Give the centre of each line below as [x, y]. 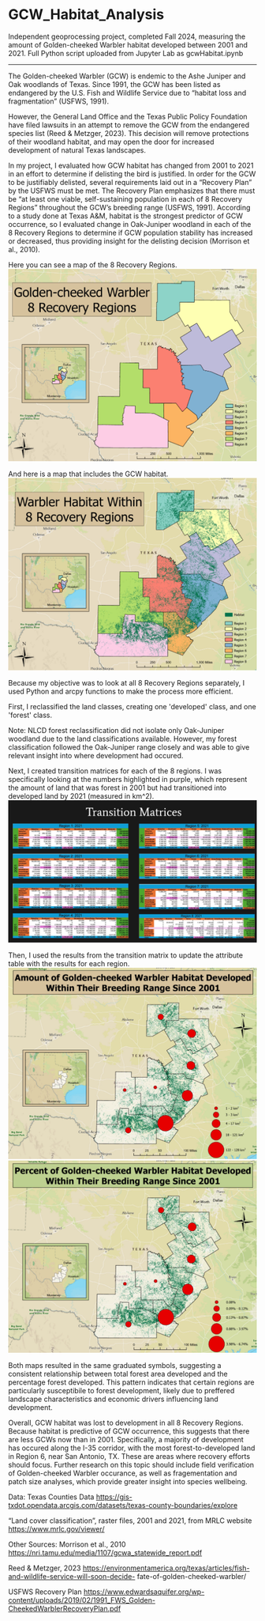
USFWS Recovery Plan [45, 1592]
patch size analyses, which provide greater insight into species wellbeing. [128, 1482]
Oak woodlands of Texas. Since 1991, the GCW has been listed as [114, 84]
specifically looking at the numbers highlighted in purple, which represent [128, 780]
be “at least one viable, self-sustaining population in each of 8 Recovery [125, 198]
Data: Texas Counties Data [51, 1497]
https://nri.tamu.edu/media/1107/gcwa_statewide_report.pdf [105, 1553]
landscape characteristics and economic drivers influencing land [113, 1399]
